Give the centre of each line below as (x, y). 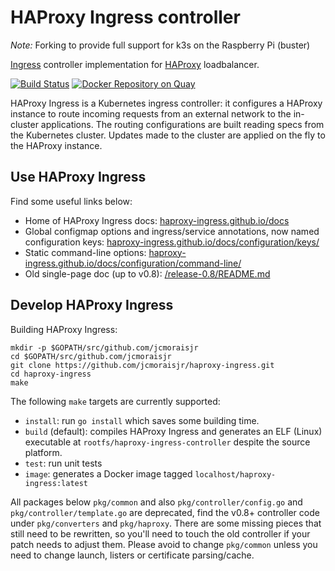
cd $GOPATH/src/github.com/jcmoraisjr (91, 356)
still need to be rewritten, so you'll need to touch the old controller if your (160, 533)
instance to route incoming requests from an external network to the (151, 113)
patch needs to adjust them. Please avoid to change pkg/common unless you (164, 544)
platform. (43, 452)
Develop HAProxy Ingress (92, 305)
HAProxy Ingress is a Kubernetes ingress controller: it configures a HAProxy (166, 103)
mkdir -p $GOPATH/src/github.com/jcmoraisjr (104, 347)
